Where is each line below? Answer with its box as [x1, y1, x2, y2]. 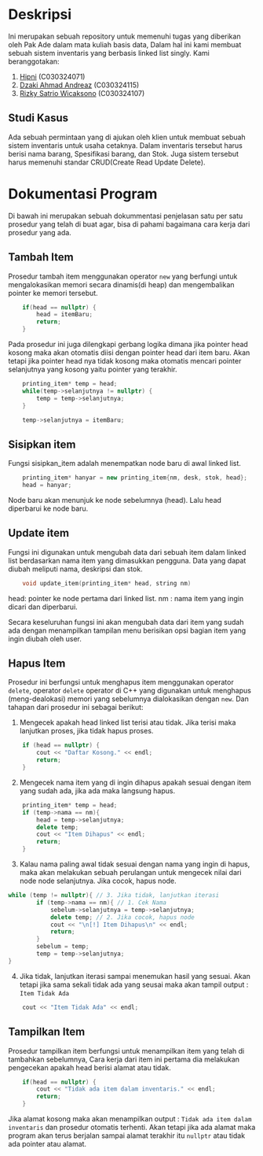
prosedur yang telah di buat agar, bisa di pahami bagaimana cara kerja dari [8, 219, 250, 229]
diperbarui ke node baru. [8, 504, 89, 513]
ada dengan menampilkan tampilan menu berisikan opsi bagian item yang [8, 626, 247, 635]
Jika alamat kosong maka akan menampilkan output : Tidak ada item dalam [8, 1114, 252, 1123]
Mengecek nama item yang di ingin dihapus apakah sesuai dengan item [19, 777, 251, 787]
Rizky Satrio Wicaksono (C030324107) [19, 88, 145, 98]
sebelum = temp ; [36, 943, 89, 951]
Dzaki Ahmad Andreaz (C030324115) [19, 80, 140, 90]
